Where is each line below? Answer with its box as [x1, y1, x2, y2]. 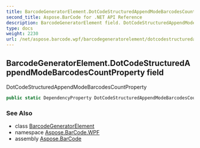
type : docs [6, 25, 33, 32]
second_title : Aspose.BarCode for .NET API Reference [6, 14, 143, 20]
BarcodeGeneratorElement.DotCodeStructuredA [6, 58, 190, 68]
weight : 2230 [6, 31, 39, 37]
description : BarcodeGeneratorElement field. [6, 20, 121, 26]
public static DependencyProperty [6, 95, 92, 101]
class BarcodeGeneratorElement [14, 122, 95, 130]
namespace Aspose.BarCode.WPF [14, 128, 100, 136]
